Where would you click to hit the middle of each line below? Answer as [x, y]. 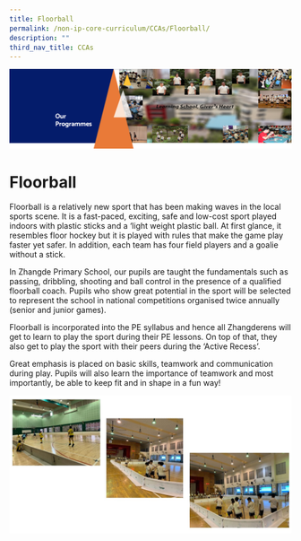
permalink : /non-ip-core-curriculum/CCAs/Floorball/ [110, 28]
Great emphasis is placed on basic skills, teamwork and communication [141, 364]
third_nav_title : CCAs [52, 48]
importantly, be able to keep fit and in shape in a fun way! [115, 383]
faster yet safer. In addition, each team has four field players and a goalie [144, 245]
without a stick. [37, 255]
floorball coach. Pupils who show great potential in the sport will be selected [150, 291]
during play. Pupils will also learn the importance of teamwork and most [142, 373]
